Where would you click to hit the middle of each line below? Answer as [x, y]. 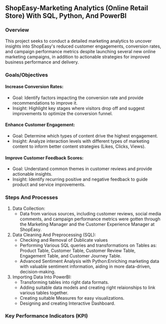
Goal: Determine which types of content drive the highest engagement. [85, 136]
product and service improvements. [49, 185]
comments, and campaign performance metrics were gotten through [90, 219]
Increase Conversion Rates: [34, 87]
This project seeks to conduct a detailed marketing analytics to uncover [79, 41]
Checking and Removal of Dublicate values [64, 240]
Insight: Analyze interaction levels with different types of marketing [81, 141]
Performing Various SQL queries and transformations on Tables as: [88, 245]
